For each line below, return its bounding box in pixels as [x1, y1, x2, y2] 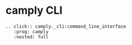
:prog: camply [13, 28, 49, 35]
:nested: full [13, 34, 49, 40]
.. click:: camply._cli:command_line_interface [5, 23, 127, 29]
